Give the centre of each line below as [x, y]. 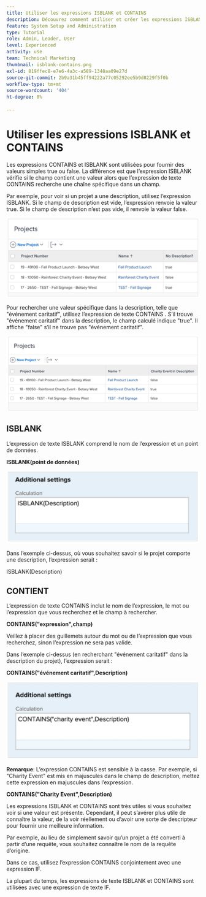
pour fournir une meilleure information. [55, 825]
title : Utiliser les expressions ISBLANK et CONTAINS [77, 13]
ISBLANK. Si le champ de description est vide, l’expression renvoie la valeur [102, 202]
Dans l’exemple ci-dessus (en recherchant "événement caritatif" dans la [97, 654]
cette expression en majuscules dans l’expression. [70, 782]
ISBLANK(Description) [34, 572]
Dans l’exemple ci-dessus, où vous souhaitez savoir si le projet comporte [98, 553]
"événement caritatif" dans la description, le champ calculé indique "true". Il [102, 320]
